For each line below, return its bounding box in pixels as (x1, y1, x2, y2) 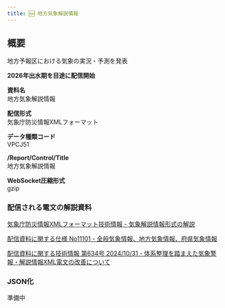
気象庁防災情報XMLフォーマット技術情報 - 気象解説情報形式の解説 (7, 220, 195, 228)
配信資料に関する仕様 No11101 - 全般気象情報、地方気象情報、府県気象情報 (7, 234, 218, 243)
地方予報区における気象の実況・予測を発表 (7, 57, 128, 65)
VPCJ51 (7, 141, 30, 149)
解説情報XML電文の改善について (19, 258, 111, 266)
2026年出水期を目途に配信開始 (7, 72, 96, 80)
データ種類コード (7, 132, 56, 141)
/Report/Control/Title (7, 154, 69, 162)
